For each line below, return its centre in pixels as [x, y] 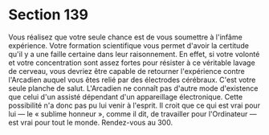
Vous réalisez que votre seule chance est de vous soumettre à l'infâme [125, 37]
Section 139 [48, 15]
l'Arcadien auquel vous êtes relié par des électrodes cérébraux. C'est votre [132, 80]
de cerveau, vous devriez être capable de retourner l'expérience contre [126, 71]
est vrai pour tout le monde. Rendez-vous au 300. [91, 122]
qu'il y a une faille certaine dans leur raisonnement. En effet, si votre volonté [134, 54]
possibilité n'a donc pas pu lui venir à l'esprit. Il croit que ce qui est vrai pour [134, 105]
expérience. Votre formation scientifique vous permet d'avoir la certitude [128, 45]
